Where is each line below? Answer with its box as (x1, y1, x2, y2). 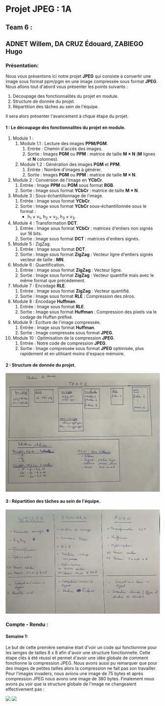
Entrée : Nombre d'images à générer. (27, 167, 102, 173)
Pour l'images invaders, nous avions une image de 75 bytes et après (5, 670, 143, 677)
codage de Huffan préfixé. (20, 314, 73, 320)
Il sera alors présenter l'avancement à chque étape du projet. (5, 113, 129, 119)
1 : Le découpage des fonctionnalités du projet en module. (5, 124, 126, 130)
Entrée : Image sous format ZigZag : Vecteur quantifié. (20, 288, 130, 294)
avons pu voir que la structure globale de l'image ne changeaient (5, 681, 137, 687)
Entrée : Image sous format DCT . (20, 246, 87, 252)
